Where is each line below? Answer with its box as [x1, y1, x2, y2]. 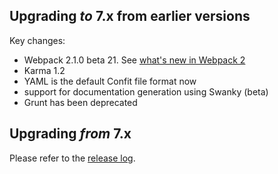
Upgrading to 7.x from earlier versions [9, 8, 251, 25]
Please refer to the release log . [9, 152, 136, 164]
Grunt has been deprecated [23, 96, 138, 108]
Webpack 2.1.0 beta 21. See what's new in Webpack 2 [23, 54, 246, 66]
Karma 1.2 [23, 64, 66, 76]
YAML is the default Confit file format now [23, 75, 197, 87]
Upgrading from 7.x [9, 125, 132, 143]
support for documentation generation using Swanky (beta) [23, 85, 269, 98]
